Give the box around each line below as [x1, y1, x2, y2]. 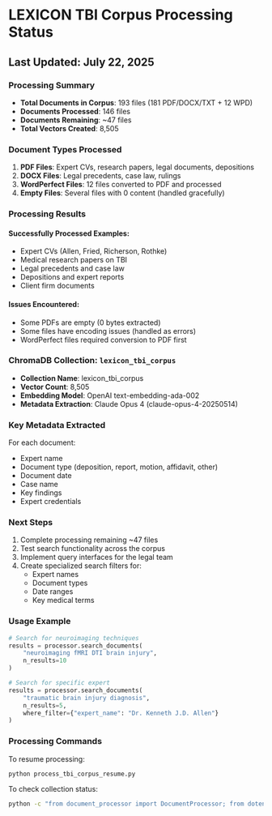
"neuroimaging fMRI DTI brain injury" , [23, 649, 158, 657]
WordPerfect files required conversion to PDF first [19, 335, 188, 344]
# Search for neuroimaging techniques [8, 634, 139, 642]
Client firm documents [19, 281, 95, 291]
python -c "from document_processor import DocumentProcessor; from [8, 800, 244, 808]
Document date [19, 471, 72, 481]
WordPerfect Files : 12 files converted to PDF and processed [19, 180, 222, 190]
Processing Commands [8, 736, 103, 747]
